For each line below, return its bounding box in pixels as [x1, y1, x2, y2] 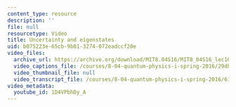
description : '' [7, 17, 55, 24]
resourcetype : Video [7, 30, 68, 37]
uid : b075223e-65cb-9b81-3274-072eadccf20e [7, 43, 137, 50]
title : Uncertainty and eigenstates [7, 37, 114, 44]
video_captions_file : [13, 63, 77, 70]
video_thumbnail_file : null [13, 69, 96, 76]
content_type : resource [7, 10, 77, 18]
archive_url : [13, 56, 52, 63]
